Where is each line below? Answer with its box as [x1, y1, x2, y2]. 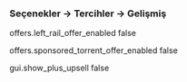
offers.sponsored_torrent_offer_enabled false [9, 45, 179, 56]
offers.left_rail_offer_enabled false [9, 28, 136, 39]
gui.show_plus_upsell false [9, 62, 110, 74]
